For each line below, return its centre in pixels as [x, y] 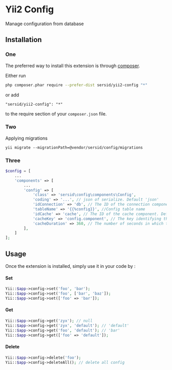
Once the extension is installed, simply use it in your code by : [70, 266]
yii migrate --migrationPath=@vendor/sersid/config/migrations [74, 147]
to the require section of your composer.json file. [56, 113]
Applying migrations [26, 138]
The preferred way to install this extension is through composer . [73, 66]
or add [12, 95]
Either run [16, 75]
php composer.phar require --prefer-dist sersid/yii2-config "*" [76, 85]
